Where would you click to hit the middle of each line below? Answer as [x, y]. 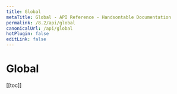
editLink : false [26, 39]
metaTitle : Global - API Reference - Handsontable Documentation [88, 17]
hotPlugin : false [28, 34]
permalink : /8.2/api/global [41, 23]
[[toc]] [14, 85]
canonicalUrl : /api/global [39, 28]
